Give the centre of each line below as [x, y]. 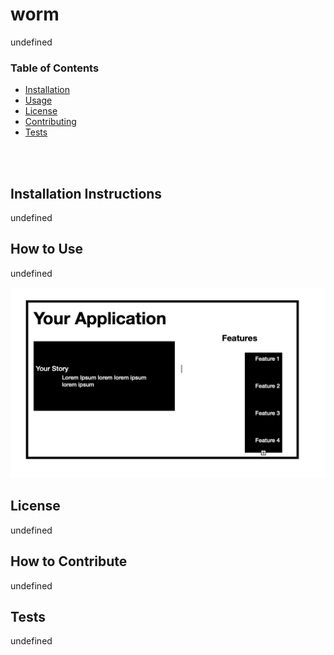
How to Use [47, 249]
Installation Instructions [86, 193]
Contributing [50, 122]
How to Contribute [69, 561]
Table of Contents [55, 68]
